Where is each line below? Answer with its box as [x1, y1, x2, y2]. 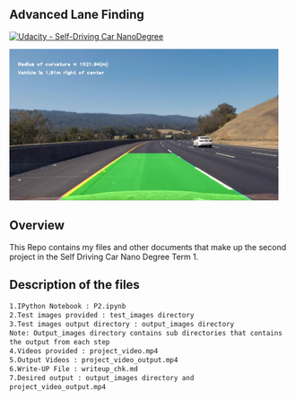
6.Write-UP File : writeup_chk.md [9, 365, 139, 374]
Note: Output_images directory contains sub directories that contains [9, 329, 282, 338]
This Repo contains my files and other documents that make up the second [9, 241, 287, 252]
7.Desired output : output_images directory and [9, 374, 195, 383]
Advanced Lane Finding [9, 7, 145, 22]
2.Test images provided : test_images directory [9, 311, 195, 320]
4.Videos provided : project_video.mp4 [9, 347, 159, 356]
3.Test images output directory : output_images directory [9, 320, 235, 329]
